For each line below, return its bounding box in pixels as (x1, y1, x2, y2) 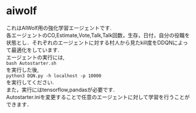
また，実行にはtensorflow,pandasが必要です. (6, 86, 115, 93)
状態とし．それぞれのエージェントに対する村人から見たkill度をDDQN (6, 39, 173, 46)
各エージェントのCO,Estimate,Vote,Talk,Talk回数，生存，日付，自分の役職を (6, 31, 190, 39)
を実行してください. (6, 78, 54, 86)
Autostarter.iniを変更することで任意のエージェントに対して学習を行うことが (6, 93, 190, 101)
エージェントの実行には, (6, 54, 65, 61)
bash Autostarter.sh (6, 60, 57, 66)
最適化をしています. (11, 46, 60, 54)
